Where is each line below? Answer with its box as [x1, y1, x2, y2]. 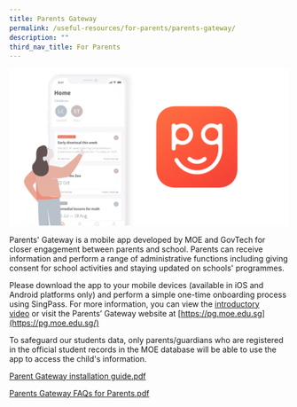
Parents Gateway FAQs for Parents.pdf [9, 387, 150, 398]
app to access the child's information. [9, 353, 147, 364]
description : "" [9, 33, 69, 42]
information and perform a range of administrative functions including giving [9, 253, 288, 263]
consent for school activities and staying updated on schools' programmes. [9, 262, 285, 273]
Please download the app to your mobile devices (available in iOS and [9, 279, 264, 290]
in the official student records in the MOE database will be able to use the [9, 344, 277, 355]
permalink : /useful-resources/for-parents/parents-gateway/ [9, 23, 237, 33]
